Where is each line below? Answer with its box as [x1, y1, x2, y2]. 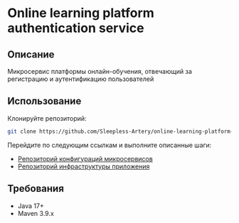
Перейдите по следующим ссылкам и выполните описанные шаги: [7, 141, 212, 149]
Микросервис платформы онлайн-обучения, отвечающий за [7, 67, 192, 75]
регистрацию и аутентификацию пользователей [7, 75, 154, 83]
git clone [7, 128, 37, 135]
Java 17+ [17, 201, 44, 210]
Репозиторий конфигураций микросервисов [17, 154, 153, 163]
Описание [7, 48, 55, 60]
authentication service [7, 20, 144, 36]
